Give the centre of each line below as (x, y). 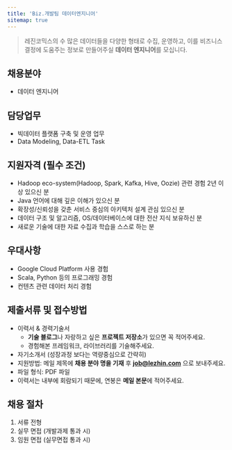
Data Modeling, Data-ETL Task (61, 142)
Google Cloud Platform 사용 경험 (63, 268)
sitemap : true (28, 20)
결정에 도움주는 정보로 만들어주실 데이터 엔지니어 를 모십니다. (106, 49)
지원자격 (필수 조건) (47, 165)
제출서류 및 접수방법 (47, 310)
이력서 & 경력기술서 (43, 328)
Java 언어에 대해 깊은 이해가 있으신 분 (68, 200)
